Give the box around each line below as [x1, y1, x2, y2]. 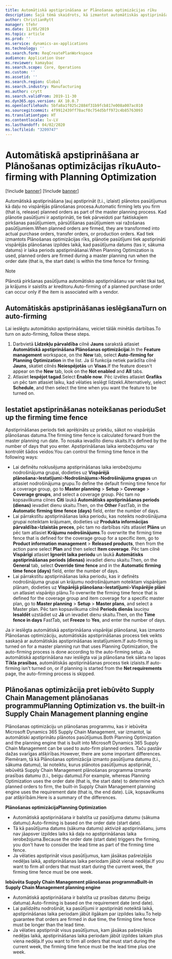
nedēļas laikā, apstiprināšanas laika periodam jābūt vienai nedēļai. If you [12, 858, 164, 864]
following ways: [5, 454, 38, 460]
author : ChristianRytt [5, 17, 54, 22]
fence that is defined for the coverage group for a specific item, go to [12, 535, 159, 541]
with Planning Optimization [39, 171, 157, 183]
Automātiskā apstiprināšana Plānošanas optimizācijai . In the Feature [12, 347, 161, 353]
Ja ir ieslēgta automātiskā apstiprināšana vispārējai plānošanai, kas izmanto [5, 627, 165, 633]
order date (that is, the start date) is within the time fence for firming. [5, 258, 150, 264]
